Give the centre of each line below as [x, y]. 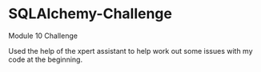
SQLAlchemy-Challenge [90, 14]
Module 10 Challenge [43, 36]
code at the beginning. [45, 59]
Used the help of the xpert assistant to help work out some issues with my [131, 51]
